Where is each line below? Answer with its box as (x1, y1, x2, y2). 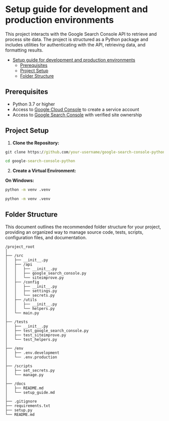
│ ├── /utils (5, 297, 37, 302)
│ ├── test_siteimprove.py (5, 332, 66, 338)
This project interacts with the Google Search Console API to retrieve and (5, 31, 157, 37)
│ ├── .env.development (5, 350, 59, 355)
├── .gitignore (5, 399, 37, 404)
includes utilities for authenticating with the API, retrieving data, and (5, 41, 146, 47)
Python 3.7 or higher (12, 101, 55, 107)
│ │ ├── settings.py (5, 288, 57, 293)
